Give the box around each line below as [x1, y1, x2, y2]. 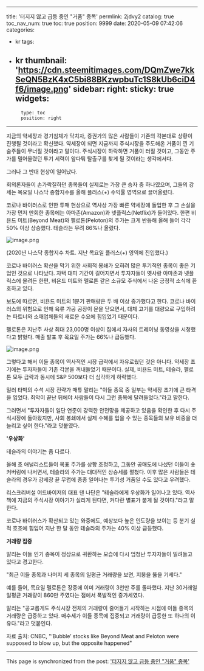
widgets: [15, 94, 50, 104]
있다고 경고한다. [6, 558, 44, 565]
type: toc [21, 110, 46, 116]
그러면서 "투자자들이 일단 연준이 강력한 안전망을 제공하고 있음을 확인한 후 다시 [6, 406, 190, 414]
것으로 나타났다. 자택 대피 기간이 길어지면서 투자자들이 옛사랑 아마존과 [17, 269, 183, 277]
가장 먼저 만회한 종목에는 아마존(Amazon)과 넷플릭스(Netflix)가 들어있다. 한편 [6, 209, 190, 216]
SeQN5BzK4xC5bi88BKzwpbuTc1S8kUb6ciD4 [15, 74, 195, 85]
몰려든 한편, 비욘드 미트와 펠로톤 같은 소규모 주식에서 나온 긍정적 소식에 [22, 277, 191, 284]
